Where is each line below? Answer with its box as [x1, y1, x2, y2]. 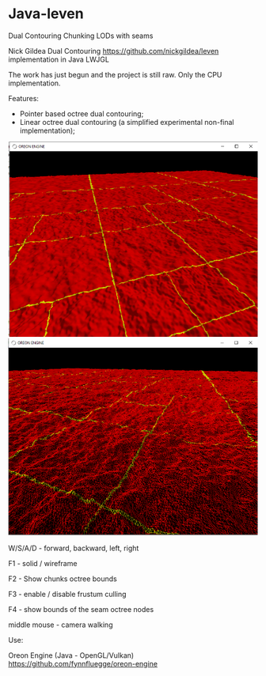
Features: [8, 93, 40, 103]
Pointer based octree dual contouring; [19, 108, 144, 119]
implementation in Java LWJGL [8, 55, 109, 64]
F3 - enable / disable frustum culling [8, 589, 127, 599]
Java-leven [8, 5, 85, 23]
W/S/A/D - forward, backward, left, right [8, 543, 139, 553]
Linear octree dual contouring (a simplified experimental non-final [19, 117, 235, 127]
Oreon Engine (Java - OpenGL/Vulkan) [8, 650, 135, 660]
